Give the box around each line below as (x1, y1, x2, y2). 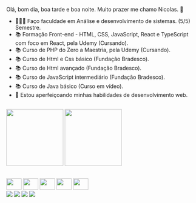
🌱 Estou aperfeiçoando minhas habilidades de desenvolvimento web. (15, 92, 188, 98)
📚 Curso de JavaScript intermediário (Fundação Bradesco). (15, 73, 165, 81)
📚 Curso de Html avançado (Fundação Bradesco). (15, 64, 141, 72)
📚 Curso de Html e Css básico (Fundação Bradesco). (15, 55, 150, 62)
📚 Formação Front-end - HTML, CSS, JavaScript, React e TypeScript (15, 31, 189, 38)
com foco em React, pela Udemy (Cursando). (15, 39, 129, 47)
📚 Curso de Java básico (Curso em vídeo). (15, 82, 123, 90)
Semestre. (15, 24, 41, 31)
